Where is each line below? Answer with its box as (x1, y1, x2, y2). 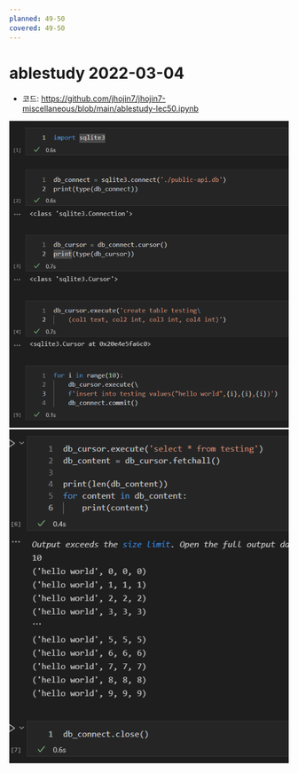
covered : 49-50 (9, 23, 66, 33)
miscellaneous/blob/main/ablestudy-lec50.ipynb (21, 103, 200, 114)
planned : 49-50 (9, 14, 66, 23)
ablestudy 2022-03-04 (9, 63, 184, 83)
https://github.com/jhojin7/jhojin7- (41, 93, 167, 104)
